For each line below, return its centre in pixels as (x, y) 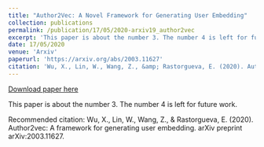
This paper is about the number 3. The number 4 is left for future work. (123, 104)
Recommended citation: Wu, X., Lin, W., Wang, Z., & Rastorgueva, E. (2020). (131, 119)
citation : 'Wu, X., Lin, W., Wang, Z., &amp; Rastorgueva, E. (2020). (126, 67)
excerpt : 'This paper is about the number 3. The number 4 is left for (128, 37)
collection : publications (50, 23)
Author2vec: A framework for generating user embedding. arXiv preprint (125, 127)
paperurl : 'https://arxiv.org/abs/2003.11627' (86, 60)
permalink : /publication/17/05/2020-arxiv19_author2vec (101, 30)
